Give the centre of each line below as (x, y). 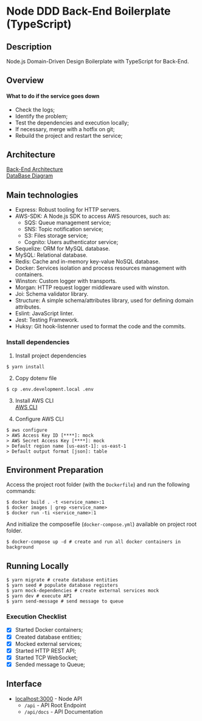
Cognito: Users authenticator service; (71, 242)
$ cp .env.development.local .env (50, 389)
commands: (21, 491)
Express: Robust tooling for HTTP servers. (68, 210)
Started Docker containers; (49, 630)
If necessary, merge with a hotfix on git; (65, 129)
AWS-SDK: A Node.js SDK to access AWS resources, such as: (92, 216)
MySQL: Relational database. (51, 255)
